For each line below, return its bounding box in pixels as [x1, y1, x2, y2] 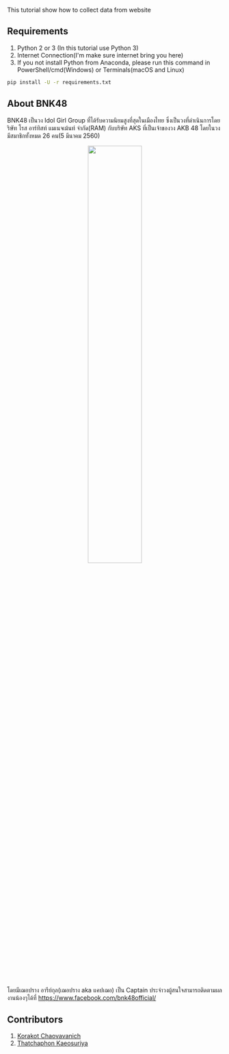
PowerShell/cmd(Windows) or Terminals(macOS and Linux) [16, 65, 185, 74]
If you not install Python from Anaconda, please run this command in [16, 58, 211, 66]
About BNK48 [7, 98, 68, 110]
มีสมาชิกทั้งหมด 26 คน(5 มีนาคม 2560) [7, 131, 100, 140]
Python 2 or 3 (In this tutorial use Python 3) [16, 44, 139, 52]
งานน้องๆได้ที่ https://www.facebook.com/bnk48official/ [7, 993, 157, 1002]
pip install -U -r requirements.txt [7, 79, 111, 86]
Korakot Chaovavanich [16, 1032, 81, 1040]
